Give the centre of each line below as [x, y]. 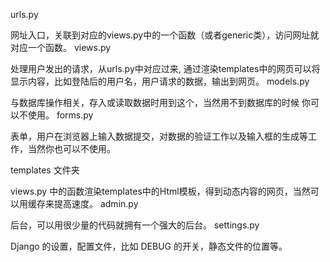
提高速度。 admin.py [96, 203]
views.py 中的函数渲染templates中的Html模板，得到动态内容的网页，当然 [160, 191]
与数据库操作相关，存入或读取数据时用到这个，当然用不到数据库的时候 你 [160, 102]
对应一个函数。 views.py [61, 47]
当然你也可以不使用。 [71, 148]
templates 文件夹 [45, 170]
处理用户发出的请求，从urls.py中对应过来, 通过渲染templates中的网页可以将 [165, 68]
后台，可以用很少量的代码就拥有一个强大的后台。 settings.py [135, 225]
